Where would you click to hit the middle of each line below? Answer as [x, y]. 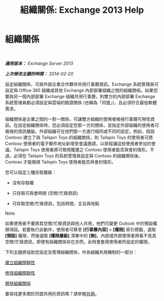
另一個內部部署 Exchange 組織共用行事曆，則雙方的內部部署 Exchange [84, 96]
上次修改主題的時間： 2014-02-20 [39, 73]
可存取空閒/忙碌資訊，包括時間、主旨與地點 [56, 203]
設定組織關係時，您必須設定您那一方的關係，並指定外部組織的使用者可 [88, 125]
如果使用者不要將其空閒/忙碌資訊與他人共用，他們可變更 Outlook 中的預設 [79, 223]
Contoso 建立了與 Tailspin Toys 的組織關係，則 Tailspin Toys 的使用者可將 [79, 137]
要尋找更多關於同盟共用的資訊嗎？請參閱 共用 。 [52, 294]
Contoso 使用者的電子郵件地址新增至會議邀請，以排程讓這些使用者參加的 [78, 143]
